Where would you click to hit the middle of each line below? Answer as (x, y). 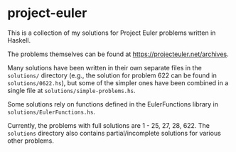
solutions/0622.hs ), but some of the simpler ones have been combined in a (118, 82)
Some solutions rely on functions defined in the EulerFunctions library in (113, 104)
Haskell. (19, 40)
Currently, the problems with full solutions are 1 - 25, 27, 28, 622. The (108, 125)
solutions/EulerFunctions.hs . (52, 112)
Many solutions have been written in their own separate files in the (105, 67)
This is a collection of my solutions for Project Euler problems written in (112, 33)
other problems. (31, 141)
